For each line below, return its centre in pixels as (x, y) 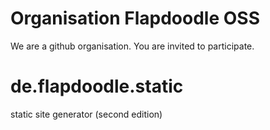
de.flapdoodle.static (97, 86)
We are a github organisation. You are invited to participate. (132, 46)
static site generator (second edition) (86, 114)
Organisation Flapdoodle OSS (135, 18)
